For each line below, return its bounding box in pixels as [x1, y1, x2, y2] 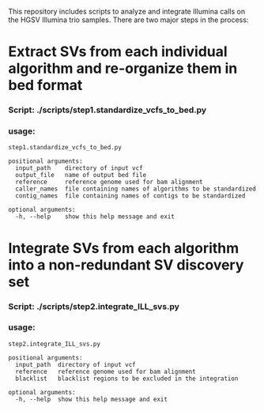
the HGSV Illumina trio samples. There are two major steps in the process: [8, 15, 249, 25]
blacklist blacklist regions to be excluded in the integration [15, 375, 239, 383]
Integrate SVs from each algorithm [8, 239, 239, 257]
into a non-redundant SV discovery [8, 256, 244, 273]
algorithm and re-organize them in [8, 59, 238, 77]
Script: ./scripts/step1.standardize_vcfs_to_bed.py [8, 104, 207, 115]
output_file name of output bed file [15, 172, 147, 179]
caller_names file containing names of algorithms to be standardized [15, 185, 257, 193]
